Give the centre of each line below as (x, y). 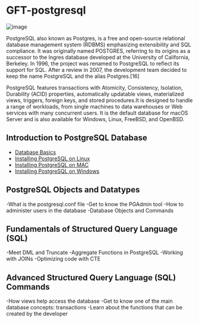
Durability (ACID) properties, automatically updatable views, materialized (95, 94)
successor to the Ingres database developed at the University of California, (98, 57)
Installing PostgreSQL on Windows (57, 171)
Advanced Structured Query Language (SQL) (91, 278)
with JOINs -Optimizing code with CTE (53, 259)
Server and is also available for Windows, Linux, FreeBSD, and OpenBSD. (95, 119)
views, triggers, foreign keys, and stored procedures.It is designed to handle (99, 100)
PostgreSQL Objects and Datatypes (73, 190)
